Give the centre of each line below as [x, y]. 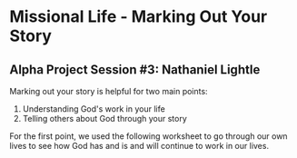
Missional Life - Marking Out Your [139, 17]
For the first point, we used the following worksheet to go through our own [148, 136]
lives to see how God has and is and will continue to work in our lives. [139, 146]
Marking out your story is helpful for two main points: [109, 91]
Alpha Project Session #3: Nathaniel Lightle [135, 69]
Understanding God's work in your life [94, 109]
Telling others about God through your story [105, 118]
